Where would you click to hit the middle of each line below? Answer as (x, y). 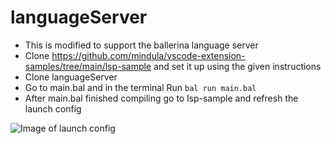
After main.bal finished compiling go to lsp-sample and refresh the (161, 98)
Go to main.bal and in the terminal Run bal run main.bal (140, 87)
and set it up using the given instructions (237, 66)
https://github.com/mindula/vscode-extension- (148, 55)
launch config (53, 108)
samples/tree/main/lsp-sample (88, 66)
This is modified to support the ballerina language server (141, 45)
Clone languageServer (71, 77)
